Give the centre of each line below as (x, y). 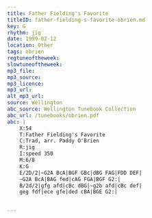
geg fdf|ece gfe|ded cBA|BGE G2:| (68, 192)
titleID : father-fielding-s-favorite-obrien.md (76, 20)
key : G (16, 26)
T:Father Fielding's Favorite (63, 134)
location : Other (30, 45)
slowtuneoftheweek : (35, 64)
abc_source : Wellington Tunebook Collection (72, 109)
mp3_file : (21, 71)
